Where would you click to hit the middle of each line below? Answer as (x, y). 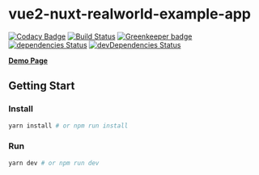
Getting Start (42, 86)
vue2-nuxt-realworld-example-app (129, 14)
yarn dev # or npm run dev (54, 163)
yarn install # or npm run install (68, 126)
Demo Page (28, 60)
